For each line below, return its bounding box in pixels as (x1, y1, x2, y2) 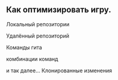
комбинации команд (6, 55, 58, 62)
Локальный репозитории (6, 20, 70, 27)
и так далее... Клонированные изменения (6, 67, 112, 74)
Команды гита (6, 44, 42, 51)
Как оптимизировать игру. (6, 5, 111, 15)
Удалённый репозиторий (6, 32, 70, 39)
